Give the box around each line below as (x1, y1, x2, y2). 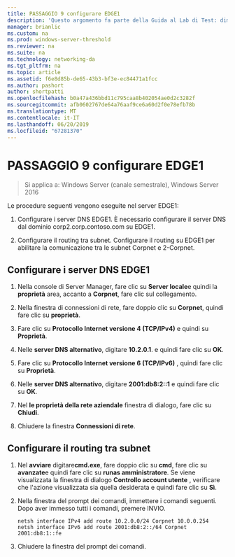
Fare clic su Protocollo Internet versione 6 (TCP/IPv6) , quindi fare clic (17, 359, 223, 367)
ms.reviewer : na (7, 43, 55, 50)
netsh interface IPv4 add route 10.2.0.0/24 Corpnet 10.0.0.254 (17, 517, 209, 525)
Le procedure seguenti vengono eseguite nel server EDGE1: (7, 202, 179, 210)
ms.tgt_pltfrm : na (7, 62, 61, 69)
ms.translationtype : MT (7, 108, 77, 115)
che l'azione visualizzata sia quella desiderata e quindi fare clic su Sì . (17, 483, 217, 491)
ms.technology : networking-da (7, 56, 96, 63)
